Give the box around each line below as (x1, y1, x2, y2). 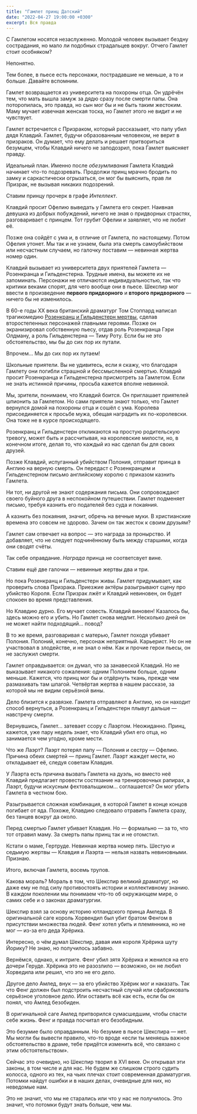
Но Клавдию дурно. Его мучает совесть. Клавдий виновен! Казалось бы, (6, 608, 190, 615)
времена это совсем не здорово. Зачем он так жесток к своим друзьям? (6, 519, 191, 526)
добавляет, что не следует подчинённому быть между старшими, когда (6, 537, 188, 544)
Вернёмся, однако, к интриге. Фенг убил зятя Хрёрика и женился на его (6, 956, 189, 963)
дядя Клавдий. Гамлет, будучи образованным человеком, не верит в (6, 132, 180, 139)
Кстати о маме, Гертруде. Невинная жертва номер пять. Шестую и (6, 842, 175, 849)
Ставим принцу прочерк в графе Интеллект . (6, 193, 118, 200)
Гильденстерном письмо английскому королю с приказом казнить (6, 471, 175, 478)
